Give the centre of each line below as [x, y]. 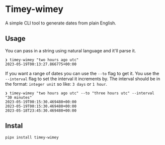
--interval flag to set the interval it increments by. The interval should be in [83, 79]
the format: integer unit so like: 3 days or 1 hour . [56, 84]
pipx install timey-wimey [32, 137]
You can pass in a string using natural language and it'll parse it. [71, 50]
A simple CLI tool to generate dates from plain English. [61, 23]
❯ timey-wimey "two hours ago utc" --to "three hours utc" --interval [80, 93]
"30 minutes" [19, 97]
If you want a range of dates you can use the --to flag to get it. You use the [82, 73]
